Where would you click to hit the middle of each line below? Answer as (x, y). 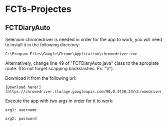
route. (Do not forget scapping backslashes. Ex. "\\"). (59, 68)
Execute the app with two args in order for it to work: (59, 101)
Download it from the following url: (41, 78)
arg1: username (21, 110)
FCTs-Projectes (38, 9)
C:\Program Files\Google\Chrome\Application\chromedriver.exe (71, 54)
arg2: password (21, 119)
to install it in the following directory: (42, 45)
